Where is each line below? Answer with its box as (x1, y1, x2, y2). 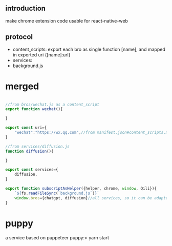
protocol (5, 33, 33, 42)
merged (5, 80, 39, 92)
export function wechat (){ (5, 107, 63, 112)
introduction (5, 4, 46, 13)
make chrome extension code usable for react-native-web (5, 17, 128, 24)
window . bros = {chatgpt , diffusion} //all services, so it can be (14, 195, 153, 200)
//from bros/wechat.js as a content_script (5, 102, 100, 107)
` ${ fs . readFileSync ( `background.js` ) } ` (14, 191, 100, 196)
